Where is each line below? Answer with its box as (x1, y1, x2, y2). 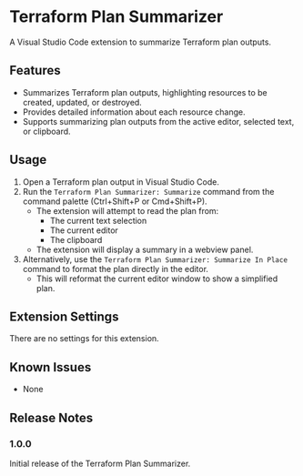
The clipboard (49, 234, 103, 245)
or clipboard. (22, 126, 71, 137)
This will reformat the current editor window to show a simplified (35, 273, 278, 284)
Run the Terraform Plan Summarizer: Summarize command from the (22, 186, 275, 197)
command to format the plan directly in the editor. (22, 263, 209, 274)
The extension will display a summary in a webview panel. (35, 244, 254, 255)
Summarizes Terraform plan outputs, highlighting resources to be (22, 86, 268, 97)
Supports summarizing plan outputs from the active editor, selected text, (22, 116, 295, 127)
